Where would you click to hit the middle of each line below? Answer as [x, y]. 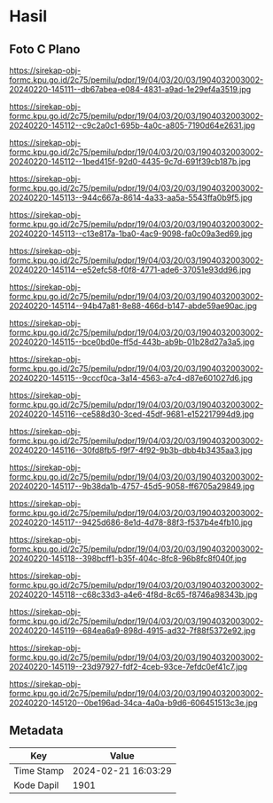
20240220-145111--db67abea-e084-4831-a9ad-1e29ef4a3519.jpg [130, 89]
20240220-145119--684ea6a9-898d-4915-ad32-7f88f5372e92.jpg [133, 631]
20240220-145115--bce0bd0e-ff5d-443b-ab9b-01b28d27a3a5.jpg [132, 342]
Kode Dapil [36, 785]
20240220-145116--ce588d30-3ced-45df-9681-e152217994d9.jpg [132, 414]
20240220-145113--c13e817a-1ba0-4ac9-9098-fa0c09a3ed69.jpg [131, 234]
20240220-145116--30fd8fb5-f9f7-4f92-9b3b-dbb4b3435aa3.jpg [131, 450]
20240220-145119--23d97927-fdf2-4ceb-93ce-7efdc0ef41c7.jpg [129, 667]
